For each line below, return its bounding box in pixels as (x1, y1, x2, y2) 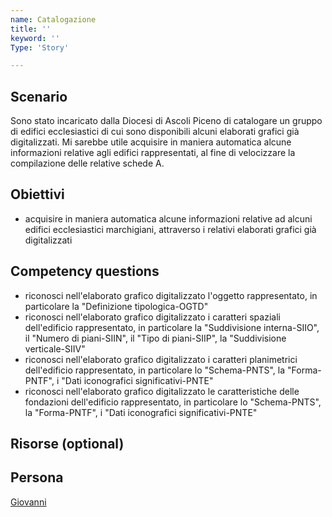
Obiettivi (10, 186, 65, 203)
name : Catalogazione (10, 14, 97, 25)
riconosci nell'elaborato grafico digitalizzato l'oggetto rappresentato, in (24, 289, 318, 301)
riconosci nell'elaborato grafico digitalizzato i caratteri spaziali (24, 311, 281, 323)
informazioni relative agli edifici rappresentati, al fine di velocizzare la (10, 147, 296, 159)
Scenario (10, 88, 68, 105)
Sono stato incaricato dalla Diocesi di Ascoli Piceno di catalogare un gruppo (10, 115, 323, 127)
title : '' (10, 24, 52, 34)
